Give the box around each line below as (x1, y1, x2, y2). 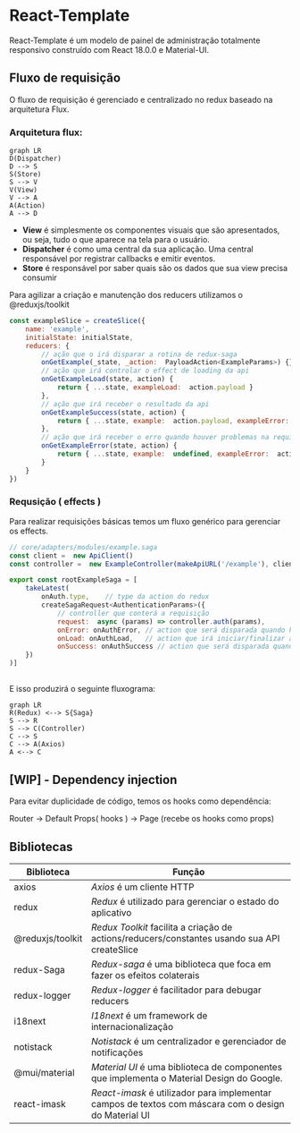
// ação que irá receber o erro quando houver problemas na (41, 433, 270, 442)
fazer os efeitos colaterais (90, 969, 200, 982)
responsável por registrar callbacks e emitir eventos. (21, 253, 216, 264)
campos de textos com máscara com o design (90, 1098, 285, 1111)
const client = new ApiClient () (9, 551, 134, 560)
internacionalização (90, 1021, 174, 1034)
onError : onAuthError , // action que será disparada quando (56, 626, 286, 635)
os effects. (9, 525, 49, 536)
